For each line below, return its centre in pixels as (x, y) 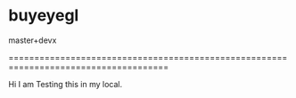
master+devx (33, 40)
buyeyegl (44, 16)
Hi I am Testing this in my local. (65, 84)
